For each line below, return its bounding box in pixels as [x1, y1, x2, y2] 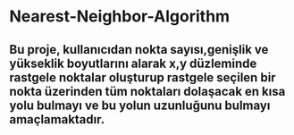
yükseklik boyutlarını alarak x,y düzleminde [9, 55, 257, 71]
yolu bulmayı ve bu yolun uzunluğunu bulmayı [9, 97, 271, 113]
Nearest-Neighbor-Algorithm [9, 6, 231, 27]
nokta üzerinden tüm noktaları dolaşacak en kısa [9, 83, 286, 99]
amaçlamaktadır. [9, 112, 105, 127]
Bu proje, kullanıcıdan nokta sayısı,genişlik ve [9, 42, 269, 57]
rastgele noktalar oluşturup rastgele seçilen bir [9, 70, 276, 85]
